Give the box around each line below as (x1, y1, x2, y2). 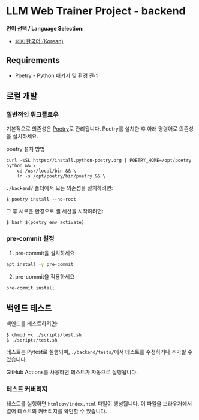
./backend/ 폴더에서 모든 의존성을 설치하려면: (6, 185, 113, 192)
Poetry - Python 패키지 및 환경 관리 (14, 72, 99, 79)
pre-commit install (6, 285, 55, 291)
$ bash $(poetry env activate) (6, 220, 85, 226)
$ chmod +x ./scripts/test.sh (6, 332, 82, 338)
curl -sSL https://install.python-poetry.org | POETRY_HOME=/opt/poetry (6, 158, 192, 164)
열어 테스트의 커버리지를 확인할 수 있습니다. (6, 407, 107, 415)
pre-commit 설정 (6, 235, 55, 243)
